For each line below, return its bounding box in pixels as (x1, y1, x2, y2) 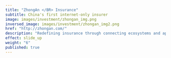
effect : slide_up (5, 36, 42, 41)
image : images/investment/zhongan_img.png (5, 17, 97, 22)
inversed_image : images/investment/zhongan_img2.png (5, 21, 120, 27)
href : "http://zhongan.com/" (5, 26, 67, 31)
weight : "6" (5, 40, 31, 45)
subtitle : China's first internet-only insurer (5, 12, 108, 17)
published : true (5, 45, 40, 50)
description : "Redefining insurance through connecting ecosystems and (5, 31, 160, 36)
